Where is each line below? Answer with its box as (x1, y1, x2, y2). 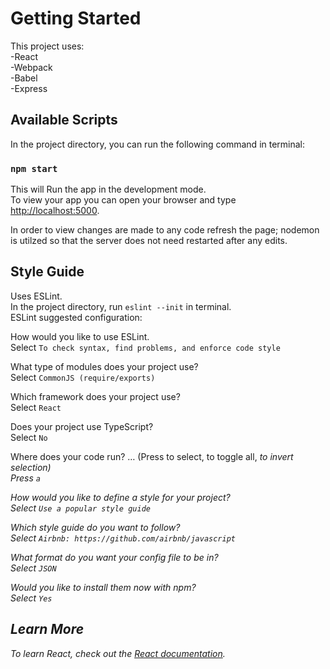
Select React (10, 401, 62, 413)
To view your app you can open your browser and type (10, 194, 237, 206)
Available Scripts (10, 112, 118, 129)
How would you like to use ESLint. (10, 330, 150, 342)
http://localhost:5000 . (10, 205, 100, 217)
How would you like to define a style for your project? (10, 491, 231, 503)
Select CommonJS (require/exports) (10, 371, 156, 383)
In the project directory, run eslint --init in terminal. (10, 300, 232, 312)
